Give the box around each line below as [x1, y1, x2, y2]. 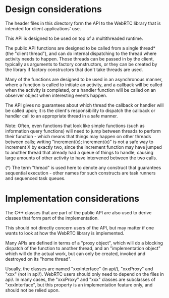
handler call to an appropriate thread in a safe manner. [5, 112, 118, 119]
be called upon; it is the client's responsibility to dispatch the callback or [5, 107, 155, 113]
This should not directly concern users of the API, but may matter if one [5, 224, 154, 230]
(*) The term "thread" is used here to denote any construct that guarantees [5, 164, 161, 170]
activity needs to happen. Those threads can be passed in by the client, [5, 55, 154, 62]
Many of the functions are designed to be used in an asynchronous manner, [5, 76, 163, 82]
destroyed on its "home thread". [5, 256, 72, 262]
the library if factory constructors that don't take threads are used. [5, 67, 143, 73]
